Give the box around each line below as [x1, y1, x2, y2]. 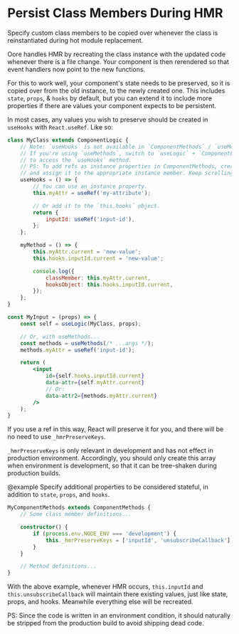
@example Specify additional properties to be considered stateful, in [7, 482, 208, 492]
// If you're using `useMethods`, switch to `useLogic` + [20, 149, 196, 157]
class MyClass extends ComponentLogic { [7, 137, 129, 144]
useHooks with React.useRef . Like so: [7, 122, 114, 131]
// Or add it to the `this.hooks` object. [33, 202, 161, 209]
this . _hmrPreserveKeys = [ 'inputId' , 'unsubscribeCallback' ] [45, 537, 231, 544]
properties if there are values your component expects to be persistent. [7, 101, 217, 110]
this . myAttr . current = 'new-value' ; [33, 248, 142, 255]
